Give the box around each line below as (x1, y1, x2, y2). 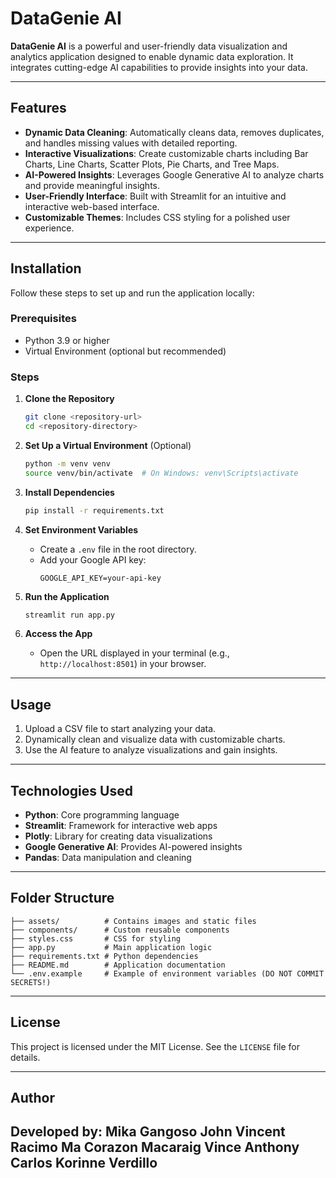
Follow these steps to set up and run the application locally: (10, 287, 255, 299)
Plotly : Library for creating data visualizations (24, 830, 213, 842)
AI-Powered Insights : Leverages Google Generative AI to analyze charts (24, 168, 325, 181)
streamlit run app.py (24, 610, 115, 620)
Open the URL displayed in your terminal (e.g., (39, 647, 230, 659)
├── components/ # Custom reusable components (10, 925, 230, 935)
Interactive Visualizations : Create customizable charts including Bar (24, 147, 309, 159)
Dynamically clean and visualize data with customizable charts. (24, 733, 286, 746)
